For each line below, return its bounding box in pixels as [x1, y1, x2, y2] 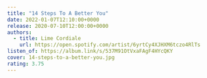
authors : [7, 28, 32, 36]
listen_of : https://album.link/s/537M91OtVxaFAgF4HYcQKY [7, 48, 173, 55]
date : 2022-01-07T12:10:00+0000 [7, 16, 99, 23]
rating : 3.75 [7, 60, 45, 67]
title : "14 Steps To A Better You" [7, 9, 109, 17]
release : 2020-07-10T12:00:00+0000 [7, 22, 109, 29]
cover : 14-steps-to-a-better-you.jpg [7, 54, 115, 61]
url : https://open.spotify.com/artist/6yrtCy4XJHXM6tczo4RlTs [19, 41, 201, 48]
